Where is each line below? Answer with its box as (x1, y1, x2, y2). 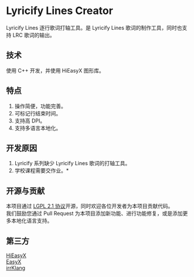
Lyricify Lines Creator (6, 4, 113, 18)
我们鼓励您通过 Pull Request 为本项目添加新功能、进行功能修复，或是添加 (6, 210, 183, 217)
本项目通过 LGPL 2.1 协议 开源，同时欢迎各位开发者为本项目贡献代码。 (6, 203, 173, 210)
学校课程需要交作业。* (14, 167, 69, 174)
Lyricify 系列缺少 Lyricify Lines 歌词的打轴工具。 (14, 160, 131, 167)
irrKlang (6, 265, 25, 271)
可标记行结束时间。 (14, 110, 62, 117)
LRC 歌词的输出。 (12, 31, 56, 39)
